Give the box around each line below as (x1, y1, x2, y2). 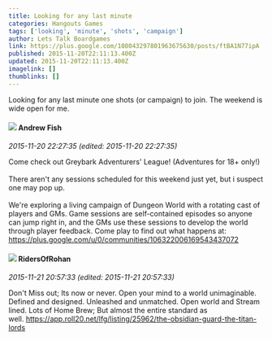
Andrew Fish (18, 123, 63, 133)
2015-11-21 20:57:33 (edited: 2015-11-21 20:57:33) (8, 272, 175, 282)
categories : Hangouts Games (8, 20, 104, 28)
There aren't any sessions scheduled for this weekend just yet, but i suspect (8, 174, 264, 184)
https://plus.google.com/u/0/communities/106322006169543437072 (8, 234, 240, 244)
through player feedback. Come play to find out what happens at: (8, 225, 227, 236)
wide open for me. (8, 103, 70, 113)
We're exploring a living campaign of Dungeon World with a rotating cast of (8, 200, 261, 210)
